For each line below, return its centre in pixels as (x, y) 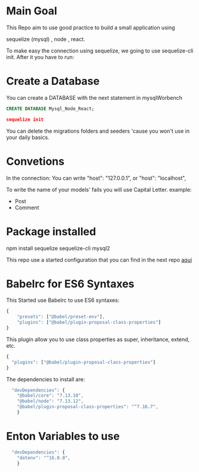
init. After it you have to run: (40, 57)
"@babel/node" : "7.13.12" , (50, 401)
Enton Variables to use (63, 436)
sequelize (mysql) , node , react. (46, 39)
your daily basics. (28, 137)
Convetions (35, 161)
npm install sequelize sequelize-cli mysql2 (58, 248)
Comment (27, 207)
